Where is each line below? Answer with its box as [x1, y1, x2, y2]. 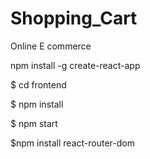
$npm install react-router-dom [10, 137, 135, 149]
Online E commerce [10, 40, 92, 52]
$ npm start [10, 117, 58, 129]
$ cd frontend [10, 78, 67, 91]
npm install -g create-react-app [10, 59, 141, 71]
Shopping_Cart [10, 7, 138, 30]
